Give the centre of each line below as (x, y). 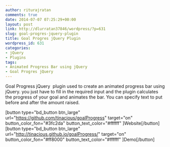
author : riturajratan (28, 10)
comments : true (21, 15)
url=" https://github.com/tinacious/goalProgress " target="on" (69, 118)
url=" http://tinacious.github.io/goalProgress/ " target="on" (66, 134)
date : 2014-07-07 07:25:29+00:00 (41, 19)
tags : (11, 62)
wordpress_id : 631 (25, 43)
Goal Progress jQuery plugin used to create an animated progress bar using (85, 86)
